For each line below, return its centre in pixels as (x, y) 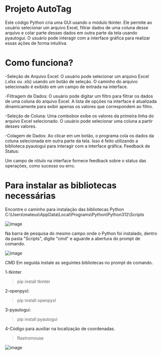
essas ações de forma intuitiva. (36, 43)
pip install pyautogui (37, 319)
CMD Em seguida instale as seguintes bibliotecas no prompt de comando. (79, 262)
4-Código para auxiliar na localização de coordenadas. (60, 328)
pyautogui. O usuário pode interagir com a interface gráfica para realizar (78, 38)
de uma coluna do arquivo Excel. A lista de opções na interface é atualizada (81, 101)
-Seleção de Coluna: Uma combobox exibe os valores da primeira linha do (80, 116)
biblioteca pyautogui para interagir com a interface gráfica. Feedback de (78, 146)
